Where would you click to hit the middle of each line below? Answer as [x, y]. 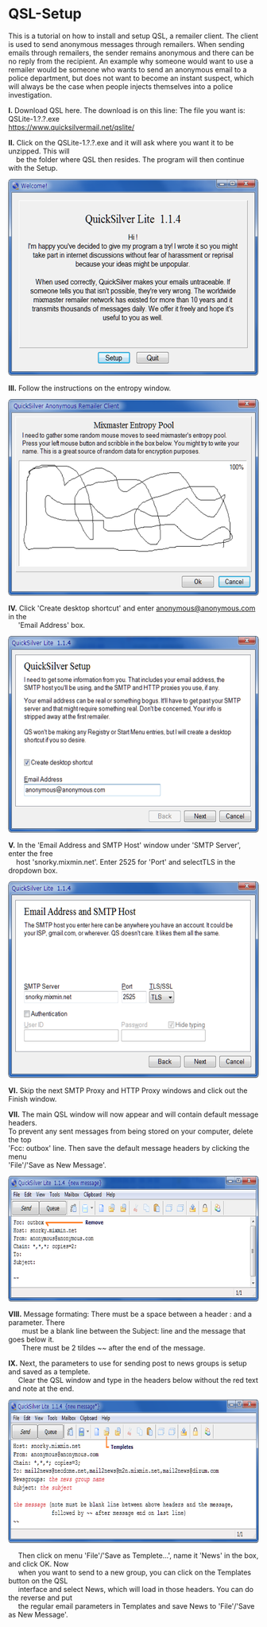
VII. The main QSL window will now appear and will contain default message [133, 1114]
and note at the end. [41, 1389]
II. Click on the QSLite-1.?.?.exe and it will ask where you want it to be [121, 142]
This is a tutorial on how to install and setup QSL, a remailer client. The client [133, 36]
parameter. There [37, 1322]
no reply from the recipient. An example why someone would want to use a [131, 61]
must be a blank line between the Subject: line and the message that [134, 1331]
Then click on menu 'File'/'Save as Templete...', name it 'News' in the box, [138, 1555]
